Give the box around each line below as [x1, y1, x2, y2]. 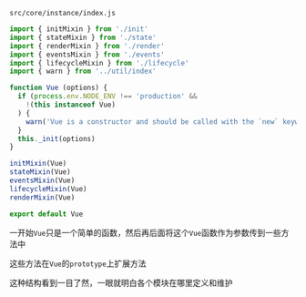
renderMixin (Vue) [9, 192, 76, 202]
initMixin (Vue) [9, 159, 67, 169]
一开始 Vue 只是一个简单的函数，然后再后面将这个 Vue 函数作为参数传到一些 [9, 227, 281, 238]
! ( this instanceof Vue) [25, 100, 117, 109]
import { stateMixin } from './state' [9, 33, 157, 42]
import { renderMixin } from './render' [9, 41, 166, 50]
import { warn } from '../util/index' [9, 67, 157, 77]
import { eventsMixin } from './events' [9, 50, 166, 59]
